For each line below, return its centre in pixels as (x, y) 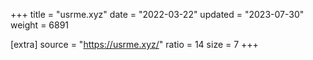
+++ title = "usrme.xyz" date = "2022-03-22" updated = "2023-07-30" (157, 14)
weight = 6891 (40, 25)
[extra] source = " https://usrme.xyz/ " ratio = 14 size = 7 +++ (134, 44)
